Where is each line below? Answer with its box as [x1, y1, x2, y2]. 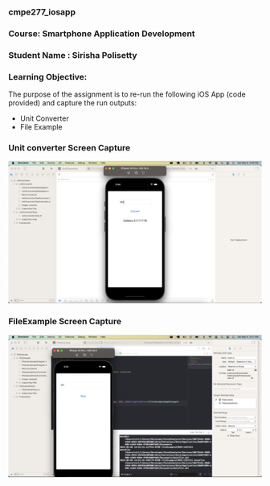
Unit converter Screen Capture [8, 142, 131, 153]
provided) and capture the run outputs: [8, 98, 137, 108]
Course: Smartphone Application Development [8, 27, 195, 39]
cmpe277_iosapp [8, 6, 76, 18]
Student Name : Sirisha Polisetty [8, 49, 138, 60]
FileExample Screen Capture [8, 316, 122, 327]
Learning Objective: [8, 71, 88, 82]
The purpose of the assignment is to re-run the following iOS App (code [8, 89, 247, 99]
